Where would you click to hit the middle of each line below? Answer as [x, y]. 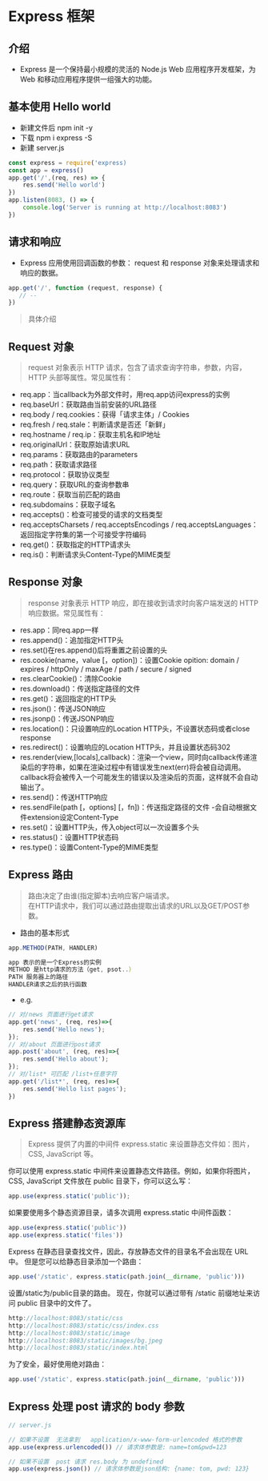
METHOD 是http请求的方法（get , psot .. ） [72, 969]
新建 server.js [42, 147]
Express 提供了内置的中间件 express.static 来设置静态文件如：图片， [141, 1144]
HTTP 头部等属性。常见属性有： [80, 378]
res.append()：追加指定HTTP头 [72, 640]
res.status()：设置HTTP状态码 [69, 837]
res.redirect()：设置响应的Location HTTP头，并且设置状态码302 [125, 747]
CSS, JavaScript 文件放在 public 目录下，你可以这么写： [101, 1181]
